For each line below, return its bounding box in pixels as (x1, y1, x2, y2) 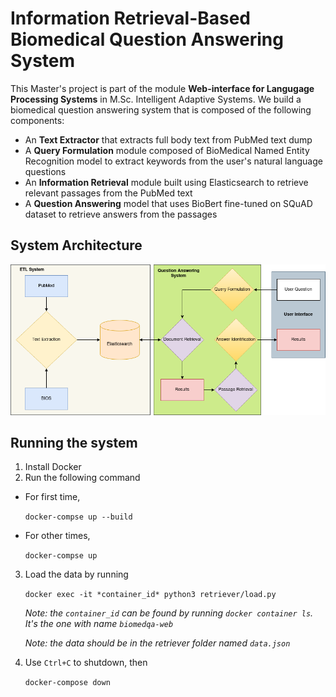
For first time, (24, 491, 81, 503)
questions (24, 165, 67, 177)
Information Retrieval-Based (10, 7, 252, 30)
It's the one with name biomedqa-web (24, 618, 174, 630)
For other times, (24, 530, 91, 542)
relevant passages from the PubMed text (24, 187, 193, 199)
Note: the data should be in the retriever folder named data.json (24, 637, 291, 649)
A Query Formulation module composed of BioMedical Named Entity (24, 144, 310, 156)
